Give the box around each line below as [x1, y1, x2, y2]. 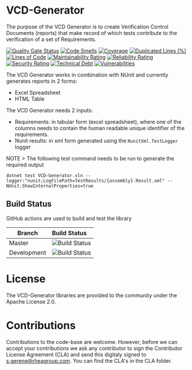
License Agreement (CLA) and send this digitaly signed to [6, 350, 147, 358]
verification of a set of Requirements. [6, 36, 96, 43]
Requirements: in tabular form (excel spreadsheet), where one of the [14, 118, 182, 125]
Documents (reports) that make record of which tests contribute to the [6, 29, 177, 36]
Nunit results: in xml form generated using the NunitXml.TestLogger [14, 137, 178, 144]
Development [9, 248, 46, 256]
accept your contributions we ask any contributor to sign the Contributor [6, 345, 183, 352]
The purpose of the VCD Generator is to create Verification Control [6, 23, 168, 30]
